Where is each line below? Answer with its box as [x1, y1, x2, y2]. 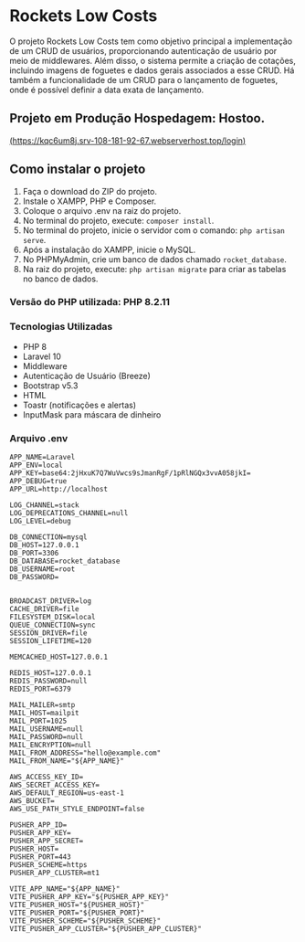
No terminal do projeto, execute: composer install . [22, 215, 215, 226]
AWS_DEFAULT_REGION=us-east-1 [9, 789, 125, 798]
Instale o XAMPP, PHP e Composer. [22, 196, 157, 206]
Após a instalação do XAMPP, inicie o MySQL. [22, 244, 196, 255]
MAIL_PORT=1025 [9, 716, 68, 726]
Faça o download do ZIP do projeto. [22, 185, 158, 196]
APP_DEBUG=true [9, 477, 68, 486]
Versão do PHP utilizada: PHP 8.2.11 [9, 296, 171, 309]
